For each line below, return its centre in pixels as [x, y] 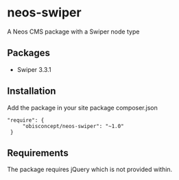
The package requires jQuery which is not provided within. [90, 170]
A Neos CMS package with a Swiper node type [73, 31]
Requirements [38, 153]
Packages [28, 53]
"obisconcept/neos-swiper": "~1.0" [73, 126]
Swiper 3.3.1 [34, 69]
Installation [32, 91]
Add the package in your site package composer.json [82, 107]
